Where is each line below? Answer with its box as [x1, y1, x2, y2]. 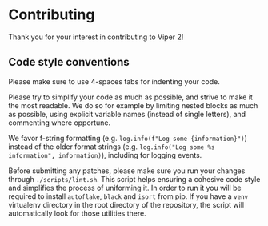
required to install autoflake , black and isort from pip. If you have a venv [8, 191, 249, 201]
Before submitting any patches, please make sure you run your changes [8, 166, 246, 176]
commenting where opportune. [8, 118, 110, 127]
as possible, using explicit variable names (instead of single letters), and [8, 109, 246, 119]
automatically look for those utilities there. [8, 208, 146, 218]
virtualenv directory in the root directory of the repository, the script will [8, 200, 245, 209]
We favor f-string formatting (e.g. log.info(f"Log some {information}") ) [8, 133, 248, 143]
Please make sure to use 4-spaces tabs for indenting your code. [8, 76, 220, 86]
